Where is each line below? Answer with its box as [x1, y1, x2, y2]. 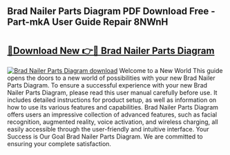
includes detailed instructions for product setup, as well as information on [7, 96, 217, 104]
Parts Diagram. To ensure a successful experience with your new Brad [7, 81, 208, 89]
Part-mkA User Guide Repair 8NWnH [7, 17, 169, 28]
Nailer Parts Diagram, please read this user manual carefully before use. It [7, 89, 218, 96]
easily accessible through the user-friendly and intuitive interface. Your [7, 125, 209, 133]
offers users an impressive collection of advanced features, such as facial [7, 110, 218, 118]
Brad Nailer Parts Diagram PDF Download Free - [7, 6, 215, 17]
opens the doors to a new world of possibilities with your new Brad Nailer [7, 74, 215, 82]
